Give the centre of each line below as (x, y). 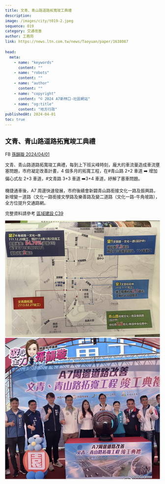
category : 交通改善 (24, 31)
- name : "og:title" (34, 104)
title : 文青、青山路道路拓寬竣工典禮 (39, 10)
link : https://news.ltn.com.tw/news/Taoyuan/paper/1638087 (67, 42)
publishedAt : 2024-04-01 (30, 114)
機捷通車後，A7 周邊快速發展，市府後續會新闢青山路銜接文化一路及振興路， (82, 190)
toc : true (15, 120)
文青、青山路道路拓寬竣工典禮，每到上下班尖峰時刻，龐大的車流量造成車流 (80, 165)
